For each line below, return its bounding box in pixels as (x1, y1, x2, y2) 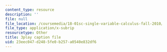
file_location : (5, 21, 37, 26)
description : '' (5, 12, 39, 17)
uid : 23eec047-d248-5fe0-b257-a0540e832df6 (5, 40, 97, 45)
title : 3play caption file (5, 35, 61, 40)
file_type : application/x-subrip (5, 26, 75, 31)
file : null (5, 16, 28, 21)
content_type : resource (5, 7, 55, 12)
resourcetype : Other (5, 30, 48, 35)
